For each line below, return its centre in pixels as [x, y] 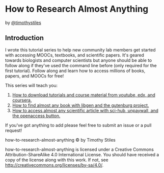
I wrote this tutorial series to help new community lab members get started [81, 49]
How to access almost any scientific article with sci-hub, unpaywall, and [85, 110]
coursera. [22, 100]
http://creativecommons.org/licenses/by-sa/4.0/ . [55, 165]
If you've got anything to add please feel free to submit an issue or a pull [78, 125]
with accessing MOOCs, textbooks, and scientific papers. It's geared [75, 55]
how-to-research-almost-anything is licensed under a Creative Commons [79, 149]
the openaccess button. [36, 116]
